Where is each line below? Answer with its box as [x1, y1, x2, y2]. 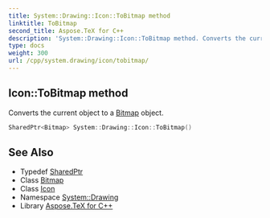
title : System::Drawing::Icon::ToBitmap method [8, 11, 171, 20]
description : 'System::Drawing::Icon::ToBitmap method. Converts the [8, 34, 247, 43]
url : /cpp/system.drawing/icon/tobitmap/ [8, 57, 149, 65]
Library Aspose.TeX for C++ [19, 201, 113, 211]
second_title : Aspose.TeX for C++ [8, 27, 125, 35]
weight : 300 [8, 49, 48, 57]
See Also [8, 146, 54, 159]
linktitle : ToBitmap [8, 19, 78, 27]
